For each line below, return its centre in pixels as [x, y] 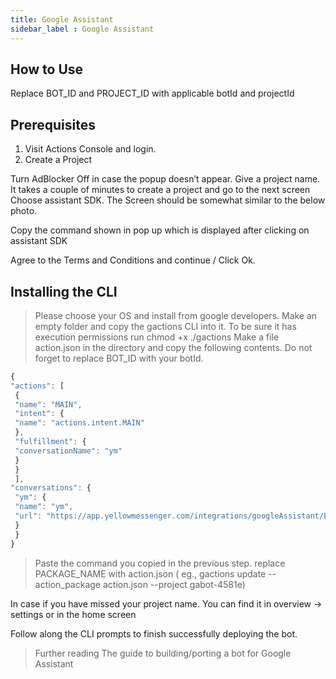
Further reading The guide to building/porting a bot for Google [163, 653]
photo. [24, 211]
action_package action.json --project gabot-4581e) [140, 584]
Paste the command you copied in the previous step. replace [160, 563]
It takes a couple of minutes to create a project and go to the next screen [160, 190]
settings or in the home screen [73, 614]
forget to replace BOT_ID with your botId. [119, 358]
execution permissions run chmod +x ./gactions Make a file [157, 337]
